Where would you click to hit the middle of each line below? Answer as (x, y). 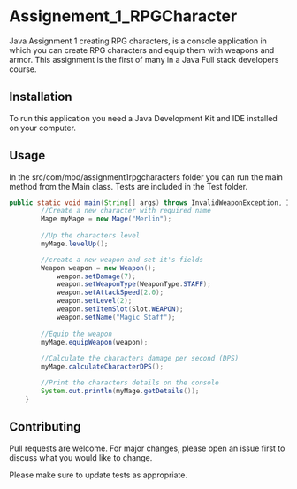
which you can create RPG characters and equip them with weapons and (142, 50)
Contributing (45, 427)
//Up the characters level (91, 236)
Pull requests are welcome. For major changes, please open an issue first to (147, 448)
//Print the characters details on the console (130, 383)
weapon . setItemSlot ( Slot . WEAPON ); (120, 309)
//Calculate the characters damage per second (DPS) (140, 359)
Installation (41, 97)
